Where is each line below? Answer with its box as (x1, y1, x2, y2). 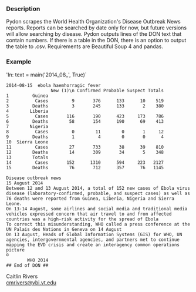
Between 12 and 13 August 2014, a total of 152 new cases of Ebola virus (6, 185, 191, 191)
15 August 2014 (6, 180, 43, 186)
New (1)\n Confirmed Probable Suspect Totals (50, 88, 164, 93)
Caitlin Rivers (6, 273, 38, 280)
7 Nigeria (6, 123, 49, 129)
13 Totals (6, 155, 49, 160)
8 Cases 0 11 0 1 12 (6, 129, 164, 135)
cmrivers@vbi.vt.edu (6, 278, 57, 286)
